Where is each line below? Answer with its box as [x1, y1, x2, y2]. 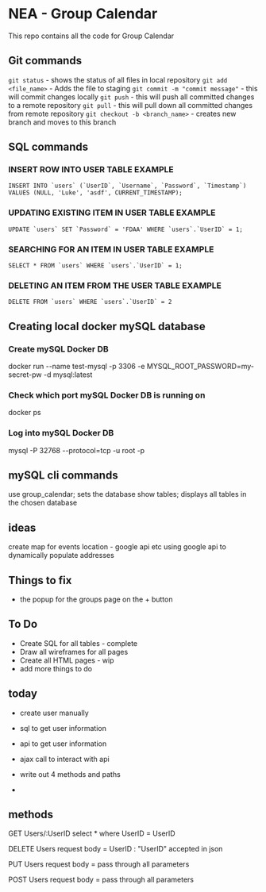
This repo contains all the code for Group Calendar [8, 31, 175, 40]
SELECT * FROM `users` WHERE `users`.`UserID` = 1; [8, 262, 183, 270]
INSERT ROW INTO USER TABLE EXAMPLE [8, 164, 175, 175]
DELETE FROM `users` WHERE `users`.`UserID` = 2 [8, 298, 172, 306]
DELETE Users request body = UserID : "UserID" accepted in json [8, 844, 223, 854]
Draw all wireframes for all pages [19, 647, 129, 656]
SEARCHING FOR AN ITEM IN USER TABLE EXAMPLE [8, 244, 214, 255]
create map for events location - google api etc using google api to [8, 542, 226, 552]
